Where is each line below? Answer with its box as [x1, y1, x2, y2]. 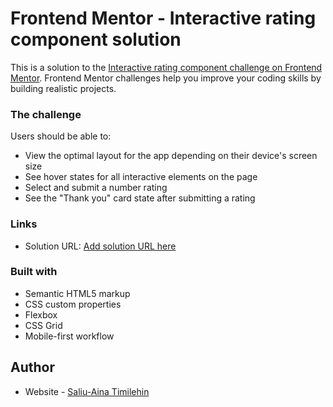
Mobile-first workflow [24, 330, 115, 342]
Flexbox [24, 308, 58, 321]
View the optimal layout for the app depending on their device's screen [24, 150, 318, 162]
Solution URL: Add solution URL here [24, 240, 177, 252]
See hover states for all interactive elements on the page [24, 171, 258, 183]
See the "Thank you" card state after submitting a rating [24, 192, 256, 204]
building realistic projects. [10, 82, 117, 94]
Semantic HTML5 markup [24, 287, 131, 299]
